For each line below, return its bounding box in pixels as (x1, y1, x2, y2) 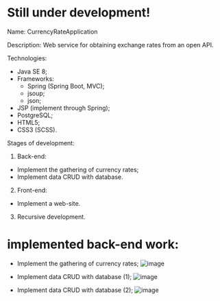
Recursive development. (16, 213, 86, 221)
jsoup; (27, 89, 45, 97)
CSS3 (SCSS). (16, 125, 57, 134)
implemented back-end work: (7, 237, 180, 252)
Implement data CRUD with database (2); (16, 286, 134, 294)
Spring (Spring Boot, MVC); (27, 82, 105, 90)
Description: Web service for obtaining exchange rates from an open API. (7, 40, 214, 49)
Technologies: (7, 53, 47, 62)
